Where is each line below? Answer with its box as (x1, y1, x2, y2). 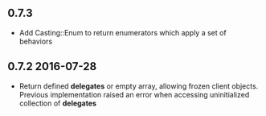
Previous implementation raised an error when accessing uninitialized (18, 89, 250, 99)
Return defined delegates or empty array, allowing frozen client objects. (18, 81, 259, 91)
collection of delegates (18, 98, 97, 108)
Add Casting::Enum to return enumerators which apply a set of (18, 27, 227, 37)
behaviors (18, 36, 53, 46)
